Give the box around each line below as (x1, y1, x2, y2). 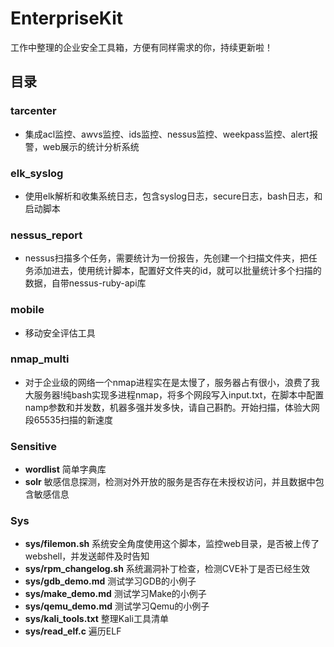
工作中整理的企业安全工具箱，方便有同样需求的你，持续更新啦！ (10, 41, 273, 53)
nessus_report (10, 228, 83, 242)
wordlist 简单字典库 (24, 463, 107, 476)
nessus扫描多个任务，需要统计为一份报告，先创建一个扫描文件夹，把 (24, 252, 309, 264)
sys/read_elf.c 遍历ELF (24, 625, 122, 637)
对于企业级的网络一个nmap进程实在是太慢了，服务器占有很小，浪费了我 (24, 376, 320, 388)
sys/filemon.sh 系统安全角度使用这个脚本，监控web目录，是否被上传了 (24, 538, 320, 550)
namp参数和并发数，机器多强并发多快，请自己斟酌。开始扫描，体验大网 (24, 401, 320, 413)
